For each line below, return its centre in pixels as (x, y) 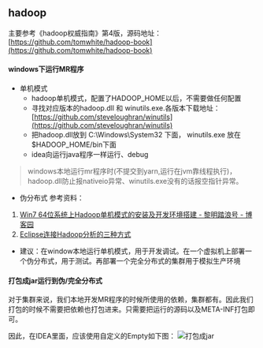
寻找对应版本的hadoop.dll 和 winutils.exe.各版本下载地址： (126, 108)
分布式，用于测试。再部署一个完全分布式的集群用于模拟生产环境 (137, 261)
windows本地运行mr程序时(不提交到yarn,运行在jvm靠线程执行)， (132, 171)
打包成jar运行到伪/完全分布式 (56, 280)
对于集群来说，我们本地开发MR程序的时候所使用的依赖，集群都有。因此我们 (131, 300)
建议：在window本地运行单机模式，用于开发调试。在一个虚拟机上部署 (132, 251)
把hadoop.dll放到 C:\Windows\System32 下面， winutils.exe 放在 (136, 135)
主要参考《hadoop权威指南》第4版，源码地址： (85, 33)
